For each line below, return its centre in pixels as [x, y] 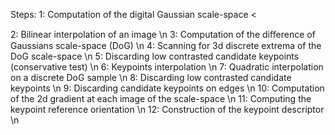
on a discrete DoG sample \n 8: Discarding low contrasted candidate [151, 77]
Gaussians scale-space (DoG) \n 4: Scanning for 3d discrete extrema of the [166, 45]
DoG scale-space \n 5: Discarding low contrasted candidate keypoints [155, 56]
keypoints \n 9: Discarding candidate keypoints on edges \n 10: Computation [167, 88]
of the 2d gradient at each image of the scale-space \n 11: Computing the [161, 98]
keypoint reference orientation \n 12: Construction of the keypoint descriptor [167, 109]
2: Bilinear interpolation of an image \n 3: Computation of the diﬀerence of [163, 34]
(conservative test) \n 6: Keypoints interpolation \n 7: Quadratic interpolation [167, 67]
